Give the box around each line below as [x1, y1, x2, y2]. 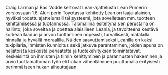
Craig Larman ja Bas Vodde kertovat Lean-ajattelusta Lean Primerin [5, 5, 147, 10]
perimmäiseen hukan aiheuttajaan [5, 64, 77, 70]
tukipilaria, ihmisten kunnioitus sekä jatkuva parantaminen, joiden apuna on [5, 42, 163, 48]
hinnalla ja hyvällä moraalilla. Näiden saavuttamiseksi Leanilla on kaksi [5, 37, 153, 43]
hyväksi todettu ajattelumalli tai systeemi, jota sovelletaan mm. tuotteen [5, 15, 155, 21]
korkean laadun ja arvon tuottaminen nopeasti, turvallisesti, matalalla [5, 32, 150, 37]
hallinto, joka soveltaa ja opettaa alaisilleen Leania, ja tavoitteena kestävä [5, 26, 158, 32]
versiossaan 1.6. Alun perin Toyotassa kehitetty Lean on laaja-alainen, [5, 10, 152, 16]
